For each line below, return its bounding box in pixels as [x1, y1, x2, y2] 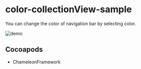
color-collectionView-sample [5, 4, 132, 15]
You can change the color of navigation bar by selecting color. [5, 20, 136, 27]
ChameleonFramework [12, 59, 61, 65]
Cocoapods [5, 45, 43, 54]
